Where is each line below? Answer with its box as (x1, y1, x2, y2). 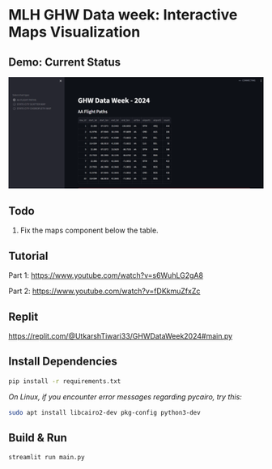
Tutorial (8, 249, 49, 262)
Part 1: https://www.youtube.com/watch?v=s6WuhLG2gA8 (8, 271, 204, 280)
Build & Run (8, 431, 67, 445)
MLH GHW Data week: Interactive (8, 6, 238, 24)
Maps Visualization (8, 23, 141, 41)
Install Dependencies (8, 355, 117, 369)
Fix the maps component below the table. (19, 225, 159, 236)
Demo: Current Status (8, 55, 121, 69)
